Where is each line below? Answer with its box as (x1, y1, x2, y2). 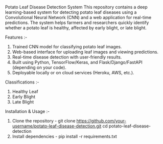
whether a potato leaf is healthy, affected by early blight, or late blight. (5, 25, 147, 31)
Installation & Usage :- (5, 108, 50, 114)
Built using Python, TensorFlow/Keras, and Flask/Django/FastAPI (12, 60, 143, 65)
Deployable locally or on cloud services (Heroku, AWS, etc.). (12, 70, 135, 75)
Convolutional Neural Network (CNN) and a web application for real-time (5, 15, 152, 20)
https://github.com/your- (76, 118, 126, 123)
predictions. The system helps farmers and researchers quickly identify (5, 20, 149, 25)
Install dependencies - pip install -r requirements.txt (12, 134, 117, 139)
